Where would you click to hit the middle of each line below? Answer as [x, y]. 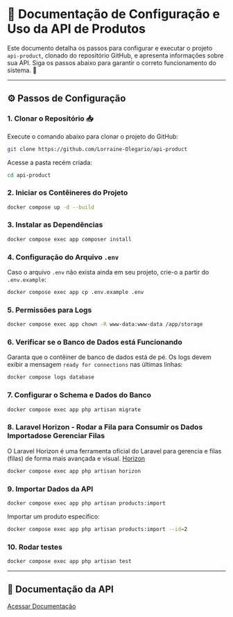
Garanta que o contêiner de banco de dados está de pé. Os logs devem [109, 357]
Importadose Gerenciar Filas [56, 436]
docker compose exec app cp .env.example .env [76, 293]
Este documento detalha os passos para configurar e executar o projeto [110, 48]
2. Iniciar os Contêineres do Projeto [68, 193]
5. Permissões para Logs [50, 310]
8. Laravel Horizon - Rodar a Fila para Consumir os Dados [105, 427]
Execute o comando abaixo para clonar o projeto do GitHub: [93, 136]
